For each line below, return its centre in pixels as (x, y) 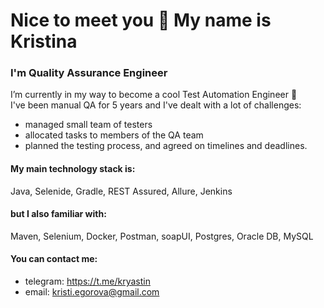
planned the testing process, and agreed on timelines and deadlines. (166, 146)
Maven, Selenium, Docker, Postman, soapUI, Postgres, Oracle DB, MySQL (162, 236)
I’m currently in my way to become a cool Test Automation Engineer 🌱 (154, 95)
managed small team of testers (88, 125)
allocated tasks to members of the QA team (114, 135)
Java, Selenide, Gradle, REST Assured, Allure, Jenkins (121, 191)
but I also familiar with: (58, 214)
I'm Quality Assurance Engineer (89, 73)
